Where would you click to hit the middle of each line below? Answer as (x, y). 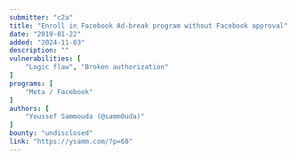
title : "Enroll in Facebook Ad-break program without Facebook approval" (149, 26)
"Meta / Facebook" (59, 92)
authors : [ (29, 108)
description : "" (39, 51)
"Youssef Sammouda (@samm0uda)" (85, 116)
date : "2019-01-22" (45, 34)
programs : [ (31, 84)
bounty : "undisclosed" (51, 133)
